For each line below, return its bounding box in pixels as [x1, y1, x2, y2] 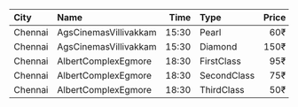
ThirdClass [199, 84, 246, 96]
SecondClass [199, 70, 255, 81]
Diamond [199, 41, 238, 52]
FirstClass [199, 55, 241, 67]
